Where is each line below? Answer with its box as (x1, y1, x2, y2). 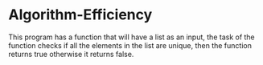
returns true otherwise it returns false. (8, 49, 134, 59)
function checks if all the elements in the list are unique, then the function (8, 40, 252, 50)
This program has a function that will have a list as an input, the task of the (8, 32, 255, 42)
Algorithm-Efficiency (8, 6, 153, 24)
